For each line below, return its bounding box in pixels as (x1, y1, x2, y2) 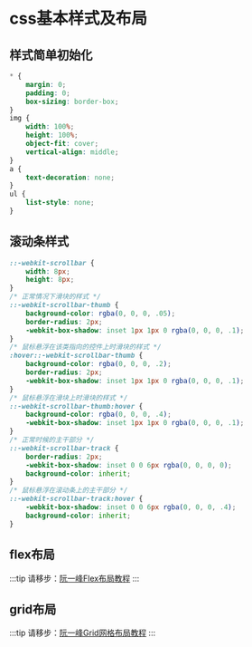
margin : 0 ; (25, 80, 67, 89)
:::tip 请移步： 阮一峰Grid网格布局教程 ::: (9, 627, 156, 639)
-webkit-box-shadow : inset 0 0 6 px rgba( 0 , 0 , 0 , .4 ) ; (25, 503, 237, 512)
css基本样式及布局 (9, 8, 147, 29)
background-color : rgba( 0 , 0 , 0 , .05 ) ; (25, 309, 176, 318)
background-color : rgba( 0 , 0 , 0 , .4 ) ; (25, 410, 172, 420)
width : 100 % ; (25, 122, 75, 131)
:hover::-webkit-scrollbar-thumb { (9, 351, 144, 361)
